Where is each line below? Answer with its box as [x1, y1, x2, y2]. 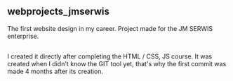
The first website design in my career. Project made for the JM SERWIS [7, 24, 213, 32]
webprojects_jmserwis [7, 6, 110, 18]
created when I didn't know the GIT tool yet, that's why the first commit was [7, 60, 227, 68]
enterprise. [7, 32, 39, 40]
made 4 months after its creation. [7, 67, 104, 76]
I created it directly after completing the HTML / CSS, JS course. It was [7, 52, 213, 61]
